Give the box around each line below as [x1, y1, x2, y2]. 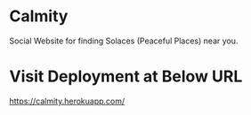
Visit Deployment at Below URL [9, 66, 243, 87]
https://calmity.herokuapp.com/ [9, 96, 125, 106]
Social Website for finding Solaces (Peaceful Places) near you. [9, 35, 239, 46]
